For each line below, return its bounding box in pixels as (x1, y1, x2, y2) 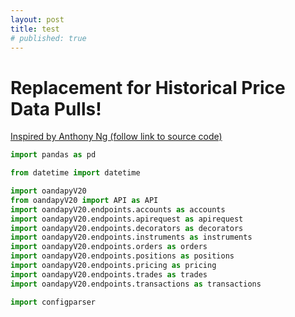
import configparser (10, 297, 97, 307)
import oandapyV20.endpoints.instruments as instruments (10, 232, 253, 243)
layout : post (10, 14, 65, 25)
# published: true (10, 33, 87, 43)
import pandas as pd (10, 150, 97, 160)
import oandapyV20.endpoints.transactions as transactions (10, 279, 262, 289)
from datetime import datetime (10, 168, 141, 178)
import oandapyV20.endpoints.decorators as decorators (10, 223, 244, 233)
